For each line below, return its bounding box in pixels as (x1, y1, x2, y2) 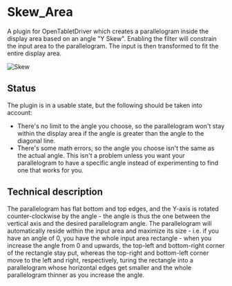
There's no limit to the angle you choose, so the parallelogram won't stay (17, 122, 225, 130)
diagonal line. (17, 136, 56, 145)
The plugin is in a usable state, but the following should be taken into (7, 101, 202, 109)
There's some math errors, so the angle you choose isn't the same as (17, 143, 215, 152)
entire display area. (7, 49, 62, 57)
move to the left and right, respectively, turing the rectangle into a (7, 256, 193, 264)
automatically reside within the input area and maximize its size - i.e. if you (7, 226, 220, 235)
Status (7, 82, 37, 94)
